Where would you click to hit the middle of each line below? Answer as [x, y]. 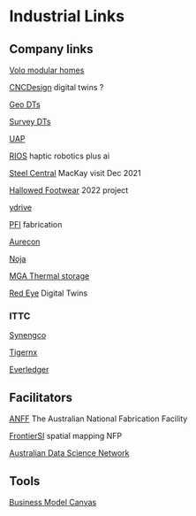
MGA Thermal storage [49, 276]
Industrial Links [67, 16]
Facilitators [41, 397]
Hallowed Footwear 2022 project [69, 190]
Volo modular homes [47, 70]
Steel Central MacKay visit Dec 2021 [75, 173]
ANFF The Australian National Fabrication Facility [98, 419]
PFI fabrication [36, 224]
